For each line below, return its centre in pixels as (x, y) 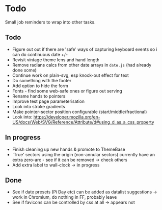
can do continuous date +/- (40, 54)
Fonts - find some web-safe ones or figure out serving (67, 91)
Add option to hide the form (40, 86)
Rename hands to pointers (39, 96)
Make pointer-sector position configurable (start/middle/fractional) (80, 112)
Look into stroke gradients (39, 106)
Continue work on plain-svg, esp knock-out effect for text (70, 75)
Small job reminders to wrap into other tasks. (50, 22)
